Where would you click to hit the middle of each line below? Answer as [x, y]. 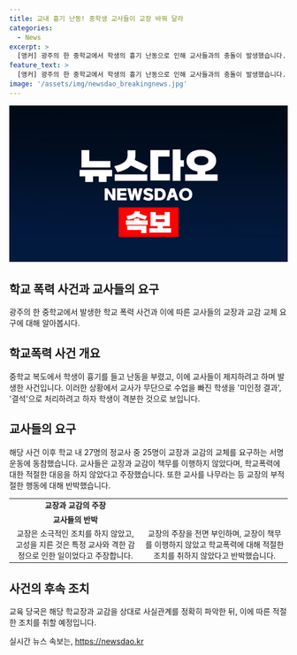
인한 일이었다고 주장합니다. [87, 555]
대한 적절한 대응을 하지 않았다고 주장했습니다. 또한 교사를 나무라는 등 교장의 [139, 474]
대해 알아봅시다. [53, 324]
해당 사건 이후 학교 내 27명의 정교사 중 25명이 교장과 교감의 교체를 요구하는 [138, 452]
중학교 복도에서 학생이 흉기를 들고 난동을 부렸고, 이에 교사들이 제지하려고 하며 [142, 377]
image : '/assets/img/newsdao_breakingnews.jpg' [99, 84]
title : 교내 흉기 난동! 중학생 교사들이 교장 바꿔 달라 [96, 19]
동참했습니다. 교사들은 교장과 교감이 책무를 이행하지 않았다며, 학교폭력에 [156, 463]
